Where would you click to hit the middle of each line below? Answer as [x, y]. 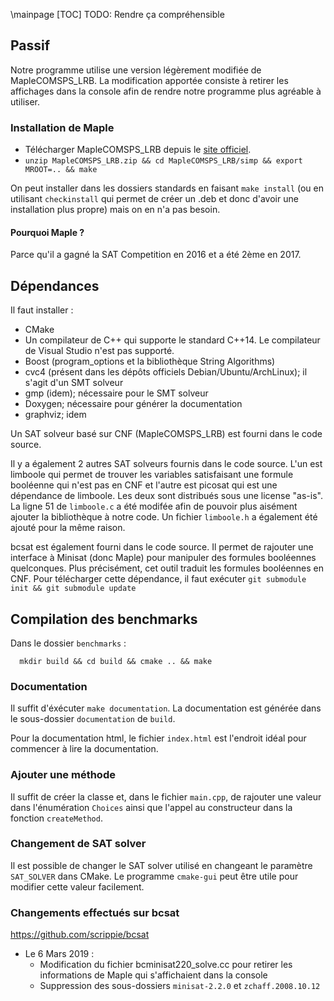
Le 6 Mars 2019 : [59, 954]
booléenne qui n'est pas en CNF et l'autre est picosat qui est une [144, 485]
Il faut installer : [42, 310]
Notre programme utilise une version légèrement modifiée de [136, 70]
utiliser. [25, 101]
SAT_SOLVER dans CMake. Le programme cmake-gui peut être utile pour [154, 876]
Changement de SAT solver [78, 844]
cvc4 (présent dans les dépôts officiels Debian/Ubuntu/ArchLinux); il [166, 372]
